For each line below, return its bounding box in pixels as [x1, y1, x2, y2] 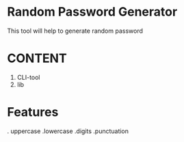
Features [7, 104, 59, 120]
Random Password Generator [7, 4, 178, 20]
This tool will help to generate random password [7, 27, 144, 35]
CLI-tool [16, 73, 40, 81]
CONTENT [7, 51, 67, 66]
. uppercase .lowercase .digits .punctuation [7, 127, 129, 135]
